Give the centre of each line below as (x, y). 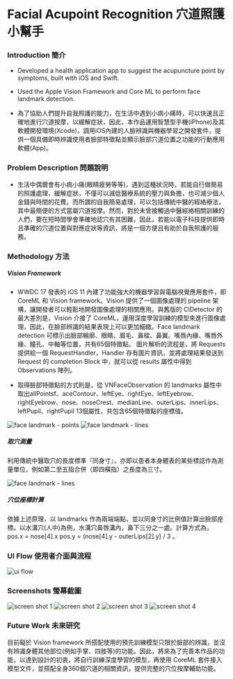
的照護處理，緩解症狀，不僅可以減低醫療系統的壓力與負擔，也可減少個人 (121, 193)
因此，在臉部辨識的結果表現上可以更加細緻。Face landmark (115, 326)
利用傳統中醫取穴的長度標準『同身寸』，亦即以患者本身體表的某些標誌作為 (112, 461)
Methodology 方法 (38, 256)
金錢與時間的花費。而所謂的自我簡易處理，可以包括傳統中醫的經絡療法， (121, 202)
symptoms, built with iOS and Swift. (68, 78)
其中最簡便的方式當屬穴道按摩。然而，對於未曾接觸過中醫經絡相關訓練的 (121, 210)
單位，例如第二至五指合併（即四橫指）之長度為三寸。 (89, 469)
